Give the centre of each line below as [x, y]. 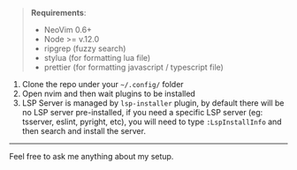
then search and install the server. [84, 131]
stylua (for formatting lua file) [97, 58]
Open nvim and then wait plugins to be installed [109, 93]
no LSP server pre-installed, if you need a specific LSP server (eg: [142, 112]
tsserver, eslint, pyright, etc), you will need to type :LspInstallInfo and [152, 122]
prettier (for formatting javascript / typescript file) [133, 67]
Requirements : [58, 13]
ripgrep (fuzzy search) [85, 48]
